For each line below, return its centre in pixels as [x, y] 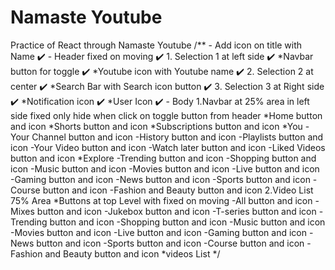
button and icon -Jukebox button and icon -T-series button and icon [176, 211]
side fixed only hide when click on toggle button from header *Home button [166, 115]
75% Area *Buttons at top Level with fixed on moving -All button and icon [161, 200]
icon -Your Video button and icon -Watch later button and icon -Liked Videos [168, 147]
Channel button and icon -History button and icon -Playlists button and [177, 137]
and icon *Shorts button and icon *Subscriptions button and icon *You [156, 126]
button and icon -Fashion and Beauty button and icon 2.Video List [178, 190]
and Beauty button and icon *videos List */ [132, 253]
